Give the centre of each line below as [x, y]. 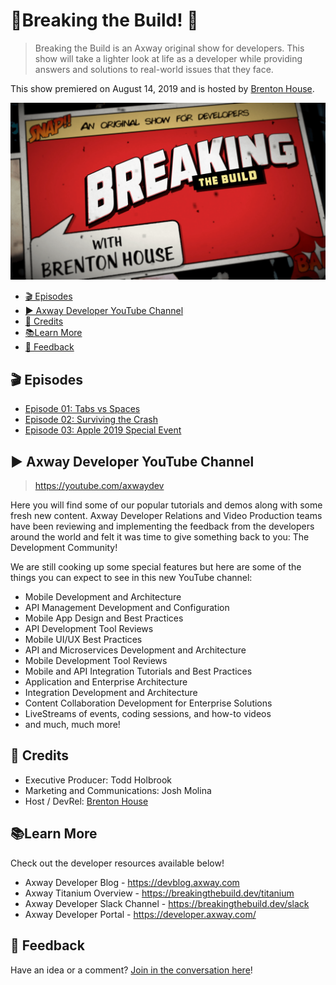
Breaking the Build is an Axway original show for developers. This [169, 48]
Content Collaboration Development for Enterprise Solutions [148, 703]
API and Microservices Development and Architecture [135, 650]
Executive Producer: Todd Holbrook [98, 780]
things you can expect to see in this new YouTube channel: [131, 578]
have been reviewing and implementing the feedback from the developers [162, 526]
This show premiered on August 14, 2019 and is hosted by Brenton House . [162, 88]
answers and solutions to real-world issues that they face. [154, 69]
